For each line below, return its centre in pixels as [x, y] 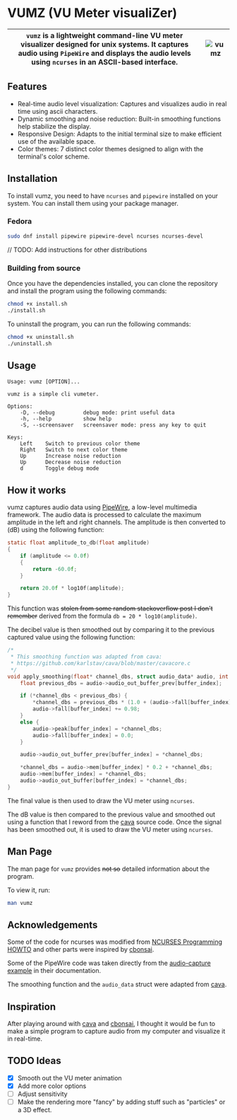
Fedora [20, 221]
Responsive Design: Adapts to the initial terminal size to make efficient [120, 134]
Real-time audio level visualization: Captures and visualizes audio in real [122, 103]
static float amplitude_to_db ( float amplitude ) [79, 543]
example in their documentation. [54, 971]
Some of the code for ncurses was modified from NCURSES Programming [115, 942]
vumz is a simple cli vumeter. [53, 394]
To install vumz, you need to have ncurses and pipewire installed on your [113, 195]
